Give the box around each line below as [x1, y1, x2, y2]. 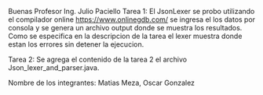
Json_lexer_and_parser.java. [8, 63, 100, 72]
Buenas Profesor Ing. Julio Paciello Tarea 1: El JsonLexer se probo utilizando [8, 7, 255, 16]
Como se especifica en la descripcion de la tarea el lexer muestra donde [8, 31, 243, 40]
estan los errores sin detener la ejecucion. [8, 40, 144, 49]
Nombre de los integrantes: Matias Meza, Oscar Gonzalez [8, 78, 195, 87]
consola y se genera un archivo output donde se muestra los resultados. [8, 23, 243, 32]
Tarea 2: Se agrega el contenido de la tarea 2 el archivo [8, 55, 187, 64]
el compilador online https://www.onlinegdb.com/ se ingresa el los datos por [8, 15, 256, 24]
